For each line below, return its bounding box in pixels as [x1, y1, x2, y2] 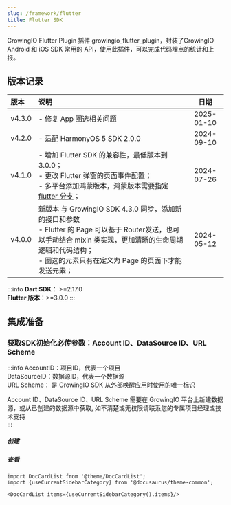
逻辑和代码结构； [38, 245, 94, 255]
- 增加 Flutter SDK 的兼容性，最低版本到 [38, 150, 168, 160]
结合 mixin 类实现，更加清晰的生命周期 [58, 235, 184, 245]
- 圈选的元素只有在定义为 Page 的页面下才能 [38, 256, 182, 265]
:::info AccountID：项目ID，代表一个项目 [7, 363, 121, 372]
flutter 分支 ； [38, 192, 80, 201]
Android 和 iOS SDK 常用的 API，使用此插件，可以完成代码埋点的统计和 [7, 45, 208, 53]
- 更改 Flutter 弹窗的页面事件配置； [38, 171, 153, 181]
